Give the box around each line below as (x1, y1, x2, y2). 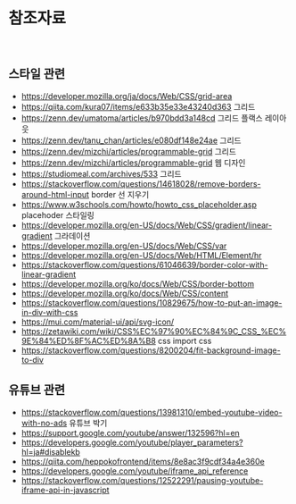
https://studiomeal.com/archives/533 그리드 (21, 168, 182, 179)
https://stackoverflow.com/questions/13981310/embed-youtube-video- (21, 407, 283, 417)
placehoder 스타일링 (21, 209, 95, 220)
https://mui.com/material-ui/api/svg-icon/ (21, 316, 175, 327)
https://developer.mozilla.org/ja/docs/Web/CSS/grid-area (21, 90, 233, 101)
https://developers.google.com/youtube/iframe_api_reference (21, 466, 249, 476)
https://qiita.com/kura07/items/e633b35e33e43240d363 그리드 (21, 101, 256, 112)
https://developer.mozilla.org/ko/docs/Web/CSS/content (21, 288, 229, 298)
